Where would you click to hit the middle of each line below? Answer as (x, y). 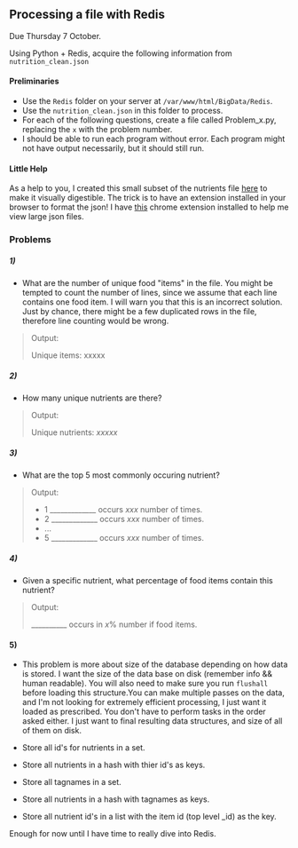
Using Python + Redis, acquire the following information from (121, 53)
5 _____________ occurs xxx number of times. (124, 538)
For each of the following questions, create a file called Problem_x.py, (149, 120)
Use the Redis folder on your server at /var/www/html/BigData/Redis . (147, 101)
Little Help (28, 169)
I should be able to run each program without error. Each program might (153, 139)
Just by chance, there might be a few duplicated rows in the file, (139, 312)
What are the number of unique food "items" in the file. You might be (147, 283)
